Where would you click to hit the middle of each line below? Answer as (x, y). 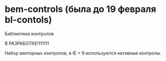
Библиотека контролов (29, 33)
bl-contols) (28, 20)
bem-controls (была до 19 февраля (80, 9)
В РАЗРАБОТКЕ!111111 (27, 43)
